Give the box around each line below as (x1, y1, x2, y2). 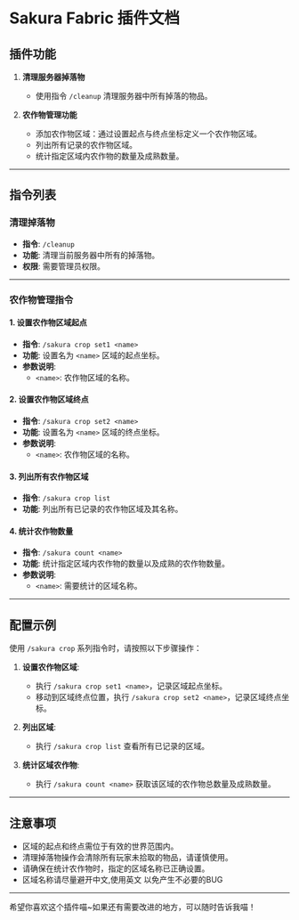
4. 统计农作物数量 (9, 525, 74, 536)
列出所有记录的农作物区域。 (35, 140, 138, 150)
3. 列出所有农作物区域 (9, 471, 89, 482)
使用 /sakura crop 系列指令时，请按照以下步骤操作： (9, 643, 202, 654)
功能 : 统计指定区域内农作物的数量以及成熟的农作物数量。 (21, 558, 230, 569)
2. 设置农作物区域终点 (9, 394, 89, 405)
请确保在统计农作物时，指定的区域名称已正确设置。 (21, 863, 210, 874)
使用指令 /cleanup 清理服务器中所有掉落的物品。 (35, 91, 213, 101)
